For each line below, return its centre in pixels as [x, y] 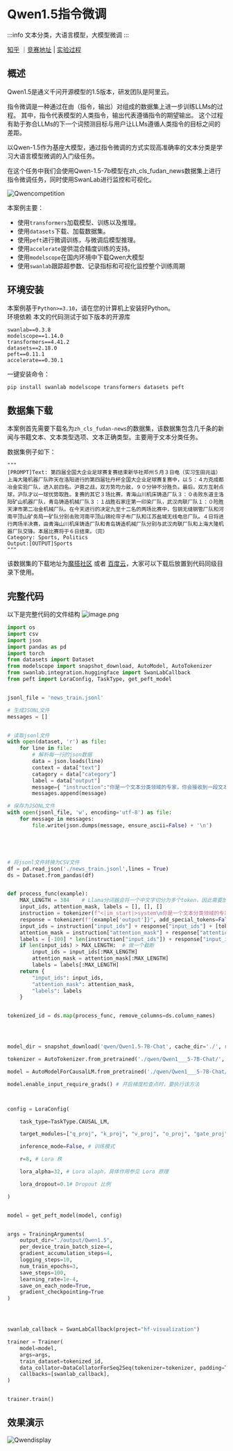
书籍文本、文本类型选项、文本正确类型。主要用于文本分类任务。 [110, 437]
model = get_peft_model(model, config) [65, 1215]
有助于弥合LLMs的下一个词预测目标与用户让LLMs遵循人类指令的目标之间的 [114, 124]
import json [24, 640]
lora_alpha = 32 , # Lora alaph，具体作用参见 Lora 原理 [94, 1172]
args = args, [35, 1355]
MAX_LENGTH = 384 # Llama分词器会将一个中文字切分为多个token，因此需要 [121, 901]
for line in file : [46, 748]
